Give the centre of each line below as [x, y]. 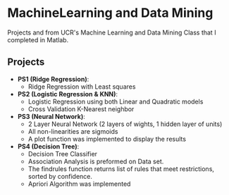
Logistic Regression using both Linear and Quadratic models [116, 101]
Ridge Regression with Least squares [82, 87]
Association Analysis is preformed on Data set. [96, 161]
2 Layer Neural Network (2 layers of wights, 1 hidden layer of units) [125, 124]
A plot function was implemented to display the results [107, 139]
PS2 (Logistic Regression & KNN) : [68, 94]
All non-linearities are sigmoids [73, 131]
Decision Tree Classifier [62, 153]
